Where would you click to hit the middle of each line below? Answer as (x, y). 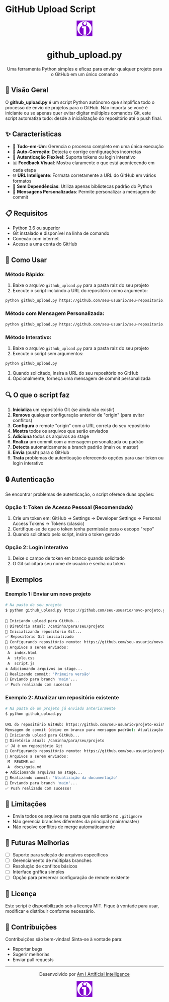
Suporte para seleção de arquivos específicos (60, 855)
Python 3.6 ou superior (36, 228)
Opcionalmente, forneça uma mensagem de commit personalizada (81, 378)
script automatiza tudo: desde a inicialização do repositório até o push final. (84, 118)
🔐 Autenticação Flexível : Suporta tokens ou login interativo (74, 157)
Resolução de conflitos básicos (45, 866)
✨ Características (33, 134)
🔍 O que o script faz (37, 395)
